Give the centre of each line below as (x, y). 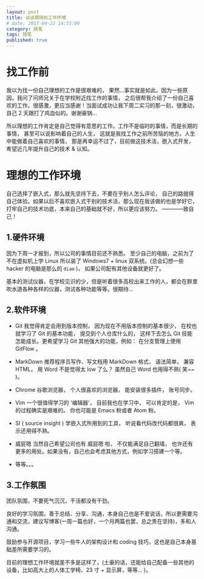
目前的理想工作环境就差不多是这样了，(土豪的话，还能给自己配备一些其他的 (100, 563)
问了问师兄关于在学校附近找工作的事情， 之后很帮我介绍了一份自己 (105, 97)
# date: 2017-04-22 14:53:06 (43, 23)
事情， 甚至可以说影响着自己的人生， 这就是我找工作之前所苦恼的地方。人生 (101, 133)
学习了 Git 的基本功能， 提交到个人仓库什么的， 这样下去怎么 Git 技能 (107, 333)
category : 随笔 (25, 29)
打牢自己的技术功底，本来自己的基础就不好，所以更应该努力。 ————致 (97, 209)
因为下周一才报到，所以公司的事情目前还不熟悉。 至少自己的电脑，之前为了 (100, 253)
